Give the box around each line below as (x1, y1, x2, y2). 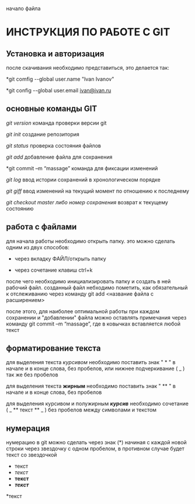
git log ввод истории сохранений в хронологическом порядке (6, 176, 161, 183)
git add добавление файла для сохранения (6, 153, 113, 160)
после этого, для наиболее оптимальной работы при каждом (6, 307, 159, 315)
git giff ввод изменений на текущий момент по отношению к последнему (6, 187, 190, 194)
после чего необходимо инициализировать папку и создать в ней (6, 277, 171, 284)
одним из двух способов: (6, 244, 69, 251)
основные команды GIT (6, 104, 97, 114)
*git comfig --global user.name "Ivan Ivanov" (6, 76, 114, 83)
